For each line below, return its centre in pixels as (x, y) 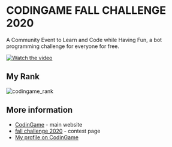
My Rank (23, 76)
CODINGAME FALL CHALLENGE (86, 10)
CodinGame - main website (49, 124)
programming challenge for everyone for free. (63, 46)
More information (40, 110)
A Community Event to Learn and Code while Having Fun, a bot (84, 40)
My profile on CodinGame (47, 137)
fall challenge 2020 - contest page (58, 131)
